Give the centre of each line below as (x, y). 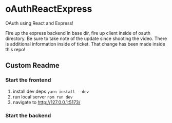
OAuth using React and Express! (39, 23)
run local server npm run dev (43, 97)
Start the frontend (28, 80)
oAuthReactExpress (49, 9)
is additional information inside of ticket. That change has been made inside (85, 44)
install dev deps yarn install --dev (51, 91)
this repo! (15, 49)
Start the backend (28, 115)
